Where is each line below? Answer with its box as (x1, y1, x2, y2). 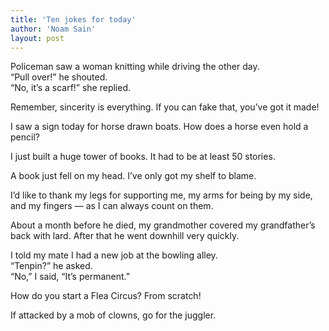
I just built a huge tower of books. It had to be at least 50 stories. (10, 151, 276, 163)
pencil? (10, 131, 40, 143)
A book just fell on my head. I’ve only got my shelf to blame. (10, 170, 257, 182)
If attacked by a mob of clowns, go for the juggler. (10, 309, 217, 321)
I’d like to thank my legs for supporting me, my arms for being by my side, (10, 189, 313, 201)
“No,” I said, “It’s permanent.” (10, 271, 130, 283)
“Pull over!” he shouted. (10, 71, 108, 83)
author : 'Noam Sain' (10, 24, 97, 34)
